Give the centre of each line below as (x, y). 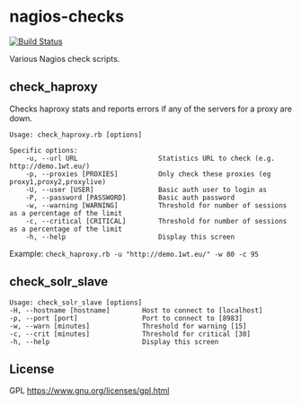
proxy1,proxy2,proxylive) (58, 181)
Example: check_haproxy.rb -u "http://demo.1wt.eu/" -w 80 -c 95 (134, 253)
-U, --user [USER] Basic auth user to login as (146, 189)
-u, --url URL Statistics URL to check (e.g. (150, 158)
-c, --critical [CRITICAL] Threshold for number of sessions (156, 221)
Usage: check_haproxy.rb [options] (76, 135)
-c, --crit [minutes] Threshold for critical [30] (130, 334)
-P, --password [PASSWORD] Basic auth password (130, 198)
